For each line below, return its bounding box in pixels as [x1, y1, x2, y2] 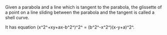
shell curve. [5, 15, 29, 20]
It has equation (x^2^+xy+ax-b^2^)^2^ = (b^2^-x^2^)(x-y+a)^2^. [5, 24, 135, 30]
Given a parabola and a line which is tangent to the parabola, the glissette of [5, 4, 162, 10]
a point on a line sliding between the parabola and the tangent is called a [5, 9, 155, 15]
